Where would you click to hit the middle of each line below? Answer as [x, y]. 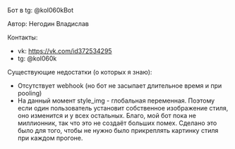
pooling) [30, 93]
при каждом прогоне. [50, 138]
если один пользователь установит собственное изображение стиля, [123, 108]
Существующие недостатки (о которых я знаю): [80, 72]
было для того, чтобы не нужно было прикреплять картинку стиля [118, 130]
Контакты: [23, 37]
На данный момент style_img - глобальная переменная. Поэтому [116, 101]
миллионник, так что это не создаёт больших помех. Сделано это [117, 123]
